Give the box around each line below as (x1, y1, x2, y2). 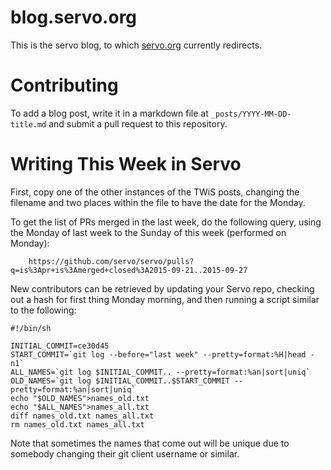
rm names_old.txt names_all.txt (10, 419, 145, 430)
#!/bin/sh (10, 323, 52, 333)
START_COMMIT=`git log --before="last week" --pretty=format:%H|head (10, 349, 307, 360)
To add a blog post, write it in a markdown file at (10, 107, 209, 119)
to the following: (10, 304, 77, 316)
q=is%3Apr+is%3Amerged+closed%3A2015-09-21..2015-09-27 (10, 265, 248, 275)
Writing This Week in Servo (10, 153, 242, 176)
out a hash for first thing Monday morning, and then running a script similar (10, 293, 320, 305)
